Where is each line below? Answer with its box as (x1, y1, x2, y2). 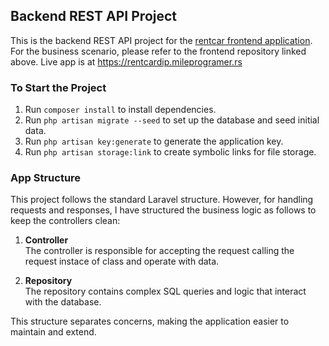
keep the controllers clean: (10, 215, 121, 227)
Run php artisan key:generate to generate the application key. (24, 135, 284, 148)
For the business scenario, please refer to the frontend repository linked (10, 45, 307, 57)
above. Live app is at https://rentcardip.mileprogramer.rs (10, 55, 243, 68)
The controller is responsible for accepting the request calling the (24, 245, 295, 257)
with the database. (24, 296, 102, 308)
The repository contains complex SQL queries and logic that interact (24, 285, 307, 298)
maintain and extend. (10, 326, 97, 338)
